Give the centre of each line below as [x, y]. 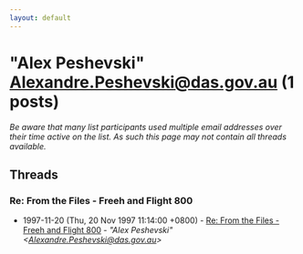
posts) [34, 102]
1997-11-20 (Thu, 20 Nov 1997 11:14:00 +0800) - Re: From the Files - [151, 220]
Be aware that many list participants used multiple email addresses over [146, 127]
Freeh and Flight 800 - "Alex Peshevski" [98, 230]
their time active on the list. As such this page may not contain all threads [148, 137]
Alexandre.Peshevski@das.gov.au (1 [152, 82]
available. [28, 146]
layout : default [40, 18]
